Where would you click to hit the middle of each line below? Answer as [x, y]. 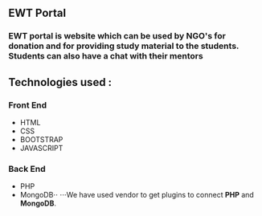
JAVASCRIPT [41, 148]
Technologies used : [60, 82]
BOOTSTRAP [41, 139]
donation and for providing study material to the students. [124, 46]
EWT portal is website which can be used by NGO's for [117, 36]
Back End [27, 169]
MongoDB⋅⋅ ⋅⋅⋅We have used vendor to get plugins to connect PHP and [137, 195]
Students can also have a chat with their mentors [106, 56]
